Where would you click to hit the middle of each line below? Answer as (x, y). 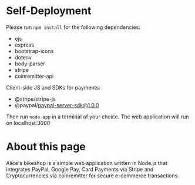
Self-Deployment (49, 11)
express (24, 45)
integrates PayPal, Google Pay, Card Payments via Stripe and (80, 169)
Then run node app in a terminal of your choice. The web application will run (97, 117)
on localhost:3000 (28, 123)
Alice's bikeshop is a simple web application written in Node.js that (87, 163)
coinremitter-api (34, 76)
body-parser (30, 64)
